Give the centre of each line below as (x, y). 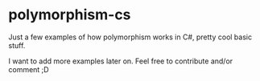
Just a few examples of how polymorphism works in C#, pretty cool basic (130, 37)
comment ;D (29, 69)
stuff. (17, 45)
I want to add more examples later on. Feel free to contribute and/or (121, 61)
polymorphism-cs (70, 15)
